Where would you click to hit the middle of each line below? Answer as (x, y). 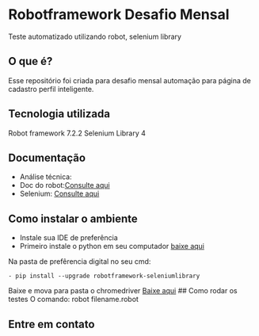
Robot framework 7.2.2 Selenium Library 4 (77, 133)
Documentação (47, 157)
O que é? (30, 61)
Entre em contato (51, 324)
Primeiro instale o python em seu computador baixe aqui (112, 246)
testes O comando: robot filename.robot (73, 300)
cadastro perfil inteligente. (51, 89)
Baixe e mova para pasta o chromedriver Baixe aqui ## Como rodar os (123, 291)
